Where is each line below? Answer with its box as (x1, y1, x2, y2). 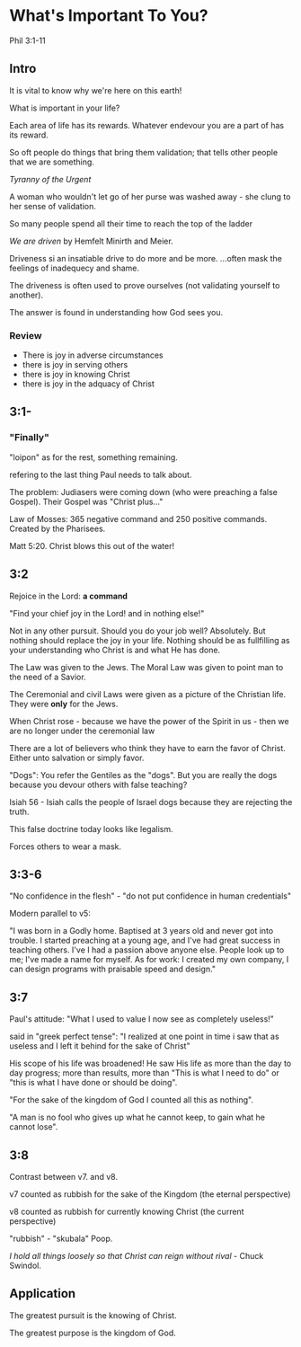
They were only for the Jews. (9, 698, 119, 709)
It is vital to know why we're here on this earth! (9, 84, 182, 95)
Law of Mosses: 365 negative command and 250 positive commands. (9, 513, 268, 524)
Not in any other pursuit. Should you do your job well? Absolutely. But (9, 625, 267, 636)
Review (9, 329, 42, 341)
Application (9, 1286, 76, 1301)
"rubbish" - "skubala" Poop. (9, 1233, 113, 1244)
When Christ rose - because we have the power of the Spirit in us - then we (9, 715, 289, 726)
